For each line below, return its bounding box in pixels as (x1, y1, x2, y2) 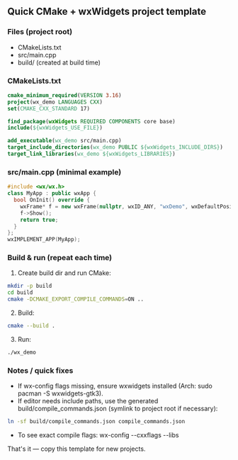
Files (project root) (7, 27, 73, 37)
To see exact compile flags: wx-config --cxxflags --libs (17, 431, 179, 439)
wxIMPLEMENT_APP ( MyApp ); (7, 236, 81, 243)
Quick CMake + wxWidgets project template (7, 6, 207, 18)
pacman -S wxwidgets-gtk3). (17, 389, 104, 398)
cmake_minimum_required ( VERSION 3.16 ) (7, 91, 122, 99)
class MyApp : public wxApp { (7, 190, 97, 197)
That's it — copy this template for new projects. (7, 444, 146, 453)
